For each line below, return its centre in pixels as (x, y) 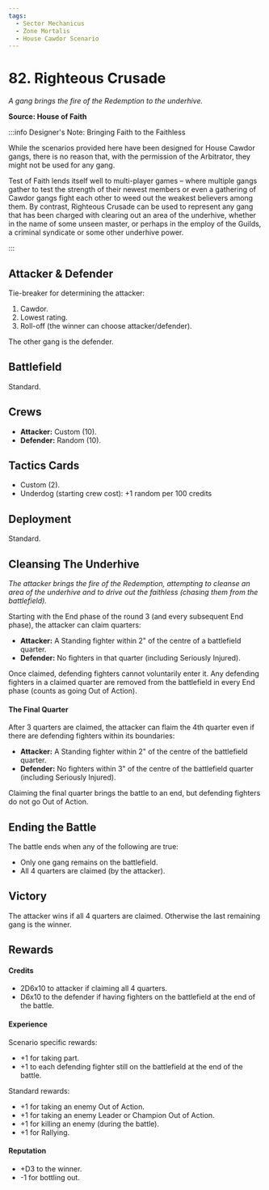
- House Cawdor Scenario (57, 38)
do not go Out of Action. (48, 801)
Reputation (27, 1151)
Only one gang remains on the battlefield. (89, 862)
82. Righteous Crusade (87, 79)
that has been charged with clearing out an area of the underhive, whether (132, 215)
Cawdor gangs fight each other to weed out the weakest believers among (130, 198)
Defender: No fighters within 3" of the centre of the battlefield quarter (137, 769)
